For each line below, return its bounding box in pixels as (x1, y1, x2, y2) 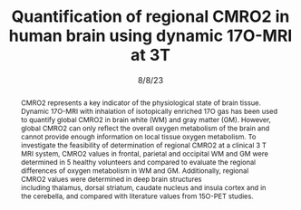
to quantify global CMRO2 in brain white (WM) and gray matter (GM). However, (20, 115, 272, 124)
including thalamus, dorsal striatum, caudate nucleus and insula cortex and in (20, 183, 267, 192)
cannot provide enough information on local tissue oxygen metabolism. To (20, 131, 257, 141)
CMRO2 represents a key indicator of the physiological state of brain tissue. (20, 98, 261, 108)
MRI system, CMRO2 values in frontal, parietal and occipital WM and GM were (20, 148, 268, 158)
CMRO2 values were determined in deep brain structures (20, 174, 202, 184)
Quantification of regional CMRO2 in (11, 6, 290, 27)
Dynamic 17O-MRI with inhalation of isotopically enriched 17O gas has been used (20, 106, 277, 116)
